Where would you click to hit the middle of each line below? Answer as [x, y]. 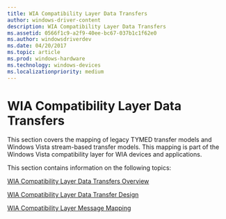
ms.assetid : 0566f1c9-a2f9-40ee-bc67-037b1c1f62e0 [82, 33]
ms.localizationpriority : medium [56, 71]
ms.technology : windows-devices [54, 65]
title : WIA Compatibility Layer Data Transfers [78, 14]
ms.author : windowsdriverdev [49, 40]
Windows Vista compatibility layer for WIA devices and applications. [105, 155]
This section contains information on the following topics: [89, 168]
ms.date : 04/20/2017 [37, 46]
